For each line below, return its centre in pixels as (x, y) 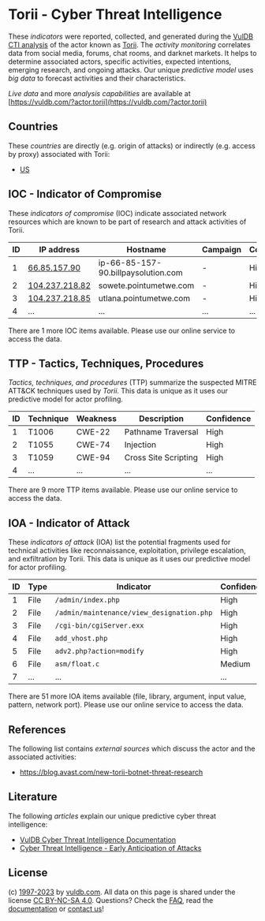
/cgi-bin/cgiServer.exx (99, 626)
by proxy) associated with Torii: (59, 154)
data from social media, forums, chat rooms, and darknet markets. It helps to (132, 53)
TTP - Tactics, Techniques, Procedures (106, 363)
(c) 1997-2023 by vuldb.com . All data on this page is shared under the (122, 892)
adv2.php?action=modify (99, 651)
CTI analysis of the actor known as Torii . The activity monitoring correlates (129, 44)
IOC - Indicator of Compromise (85, 194)
